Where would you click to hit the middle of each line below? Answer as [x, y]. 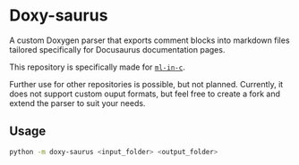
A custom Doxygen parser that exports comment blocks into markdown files [149, 40]
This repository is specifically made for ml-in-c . [97, 67]
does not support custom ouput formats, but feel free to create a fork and [145, 94]
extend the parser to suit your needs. [77, 103]
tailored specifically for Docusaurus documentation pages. [117, 49]
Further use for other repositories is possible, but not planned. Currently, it [146, 84]
